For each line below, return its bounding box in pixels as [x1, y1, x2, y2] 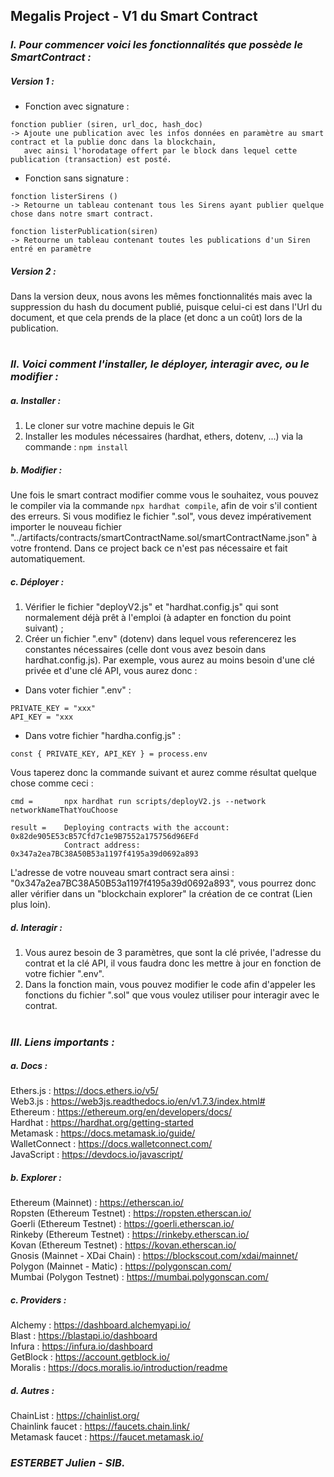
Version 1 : [10, 75, 55, 87]
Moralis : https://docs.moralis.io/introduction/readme [10, 1362, 228, 1374]
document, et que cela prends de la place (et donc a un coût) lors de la [10, 312, 303, 324]
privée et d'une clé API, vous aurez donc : [24, 665, 198, 677]
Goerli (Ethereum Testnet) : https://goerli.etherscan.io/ [10, 1218, 235, 1230]
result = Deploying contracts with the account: [10, 823, 230, 833]
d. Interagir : [10, 921, 63, 933]
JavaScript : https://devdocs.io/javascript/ [10, 1149, 184, 1161]
